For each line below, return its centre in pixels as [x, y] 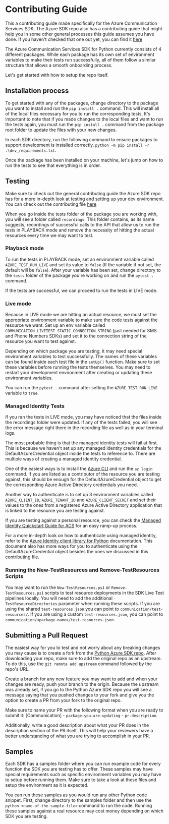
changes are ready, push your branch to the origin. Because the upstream [82, 684]
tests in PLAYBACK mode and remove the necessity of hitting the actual [80, 230]
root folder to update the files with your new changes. [61, 130]
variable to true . [22, 393]
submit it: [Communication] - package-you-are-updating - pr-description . [81, 715]
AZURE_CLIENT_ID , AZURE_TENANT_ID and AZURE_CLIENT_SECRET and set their [81, 500]
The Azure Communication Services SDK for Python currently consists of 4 [83, 49]
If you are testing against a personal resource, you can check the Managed [83, 520]
